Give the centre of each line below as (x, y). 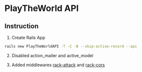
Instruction (22, 26)
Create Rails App (28, 37)
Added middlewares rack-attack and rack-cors (58, 65)
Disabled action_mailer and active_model (52, 55)
